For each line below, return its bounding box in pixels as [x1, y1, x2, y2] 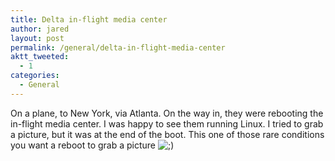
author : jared [10, 24, 70, 34]
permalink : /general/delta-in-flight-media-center [10, 42, 226, 53]
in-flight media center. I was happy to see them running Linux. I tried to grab [10, 117, 324, 130]
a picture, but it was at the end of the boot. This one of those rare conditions [10, 128, 325, 140]
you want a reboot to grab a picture [10, 139, 157, 151]
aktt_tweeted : [10, 52, 70, 62]
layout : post [10, 33, 65, 43]
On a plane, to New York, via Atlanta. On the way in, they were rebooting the [10, 107, 324, 119]
